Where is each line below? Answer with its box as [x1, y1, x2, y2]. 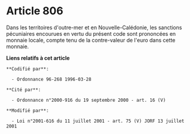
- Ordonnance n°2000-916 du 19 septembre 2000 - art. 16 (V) [11, 97, 166, 103]
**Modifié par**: [6, 107, 49, 114]
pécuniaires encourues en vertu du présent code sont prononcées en [6, 30, 176, 37]
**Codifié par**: [6, 66, 49, 72]
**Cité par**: [6, 86, 42, 93]
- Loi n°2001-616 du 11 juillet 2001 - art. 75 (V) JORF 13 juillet [11, 118, 185, 124]
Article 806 [6, 4, 64, 18]
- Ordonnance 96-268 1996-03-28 [11, 76, 92, 82]
